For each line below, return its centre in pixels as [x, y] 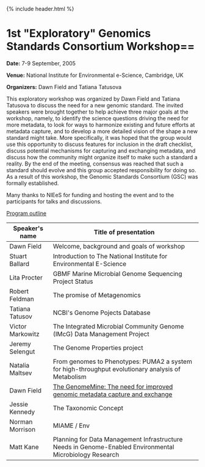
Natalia [20, 365]
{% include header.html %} [40, 9]
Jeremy [20, 344]
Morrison [22, 429]
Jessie [19, 404]
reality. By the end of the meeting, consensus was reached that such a [95, 164]
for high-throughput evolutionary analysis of [117, 369]
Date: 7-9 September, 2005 [41, 63]
